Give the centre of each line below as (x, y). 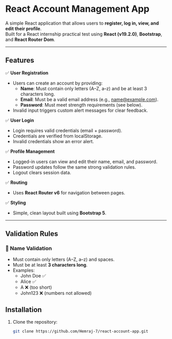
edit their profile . (24, 28)
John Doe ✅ (33, 276)
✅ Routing (16, 182)
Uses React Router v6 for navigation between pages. (69, 192)
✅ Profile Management (30, 151)
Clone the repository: (35, 322)
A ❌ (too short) (36, 287)
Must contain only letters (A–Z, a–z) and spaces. (64, 260)
